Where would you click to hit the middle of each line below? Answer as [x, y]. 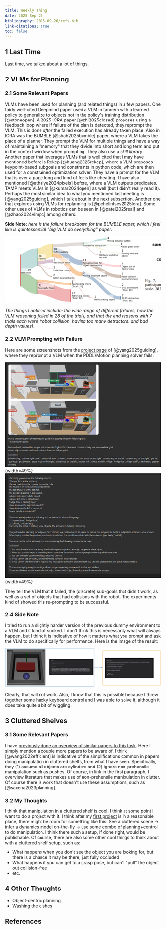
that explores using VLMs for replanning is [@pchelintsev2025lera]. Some [80, 204]
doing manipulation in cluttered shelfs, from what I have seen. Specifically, [81, 761]
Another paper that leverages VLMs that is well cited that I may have [75, 157]
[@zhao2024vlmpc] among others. [41, 214]
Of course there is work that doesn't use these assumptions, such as [75, 782]
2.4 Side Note [22, 614]
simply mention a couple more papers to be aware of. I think [66, 751]
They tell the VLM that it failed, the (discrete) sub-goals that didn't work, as [82, 591]
